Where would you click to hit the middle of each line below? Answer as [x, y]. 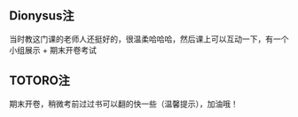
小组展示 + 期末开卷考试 [53, 50]
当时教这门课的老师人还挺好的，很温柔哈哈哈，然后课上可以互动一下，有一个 [149, 39]
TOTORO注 [40, 81]
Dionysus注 [42, 16]
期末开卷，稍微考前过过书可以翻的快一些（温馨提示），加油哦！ [124, 104]
